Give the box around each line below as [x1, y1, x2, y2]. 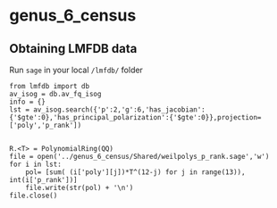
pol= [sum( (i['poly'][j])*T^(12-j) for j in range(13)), [25, 168, 246, 177]
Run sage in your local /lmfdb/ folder [9, 64, 143, 75]
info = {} [9, 97, 46, 106]
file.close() [9, 191, 58, 200]
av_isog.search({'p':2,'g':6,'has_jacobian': [32, 105, 206, 114]
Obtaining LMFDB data [9, 41, 138, 56]
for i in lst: [9, 160, 63, 169]
